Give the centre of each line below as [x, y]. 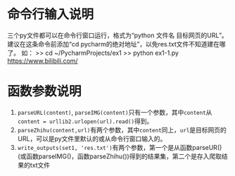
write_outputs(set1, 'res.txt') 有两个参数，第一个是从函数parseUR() [120, 147]
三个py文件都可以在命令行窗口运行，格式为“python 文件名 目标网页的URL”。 [118, 35]
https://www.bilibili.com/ [43, 61]
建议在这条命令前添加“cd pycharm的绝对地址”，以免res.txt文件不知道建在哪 [117, 44]
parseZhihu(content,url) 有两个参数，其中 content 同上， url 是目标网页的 [122, 130]
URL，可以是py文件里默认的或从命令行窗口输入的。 [92, 139]
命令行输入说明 [51, 14]
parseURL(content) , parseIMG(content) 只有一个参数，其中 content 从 [115, 112]
